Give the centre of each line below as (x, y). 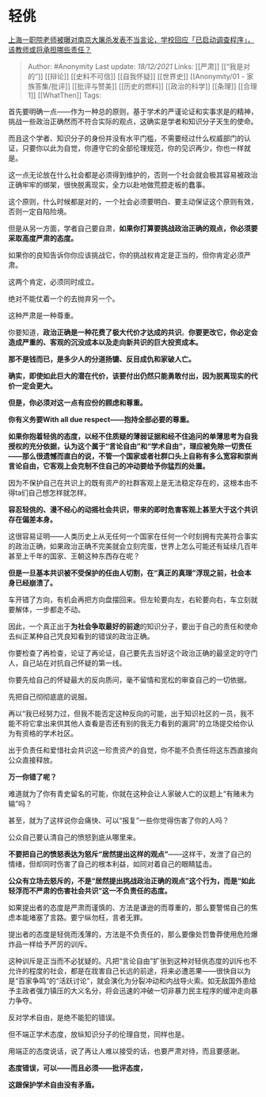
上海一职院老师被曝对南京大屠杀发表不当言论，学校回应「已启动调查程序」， (131, 40)
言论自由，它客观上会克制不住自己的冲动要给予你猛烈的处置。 (109, 466)
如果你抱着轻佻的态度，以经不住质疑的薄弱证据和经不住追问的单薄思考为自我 (133, 436)
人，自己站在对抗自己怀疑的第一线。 (67, 663)
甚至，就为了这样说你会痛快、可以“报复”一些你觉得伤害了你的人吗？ (119, 820)
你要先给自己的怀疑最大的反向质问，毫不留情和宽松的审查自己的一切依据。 (129, 680)
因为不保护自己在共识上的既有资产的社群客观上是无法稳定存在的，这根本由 (129, 482)
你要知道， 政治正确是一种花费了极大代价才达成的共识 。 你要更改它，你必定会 (133, 332)
